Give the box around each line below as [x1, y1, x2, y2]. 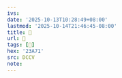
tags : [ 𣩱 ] [7, 41, 35, 48]
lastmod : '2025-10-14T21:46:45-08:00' [7, 22, 117, 29]
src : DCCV [7, 54, 35, 61]
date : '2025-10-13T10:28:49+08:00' [7, 16, 108, 23]
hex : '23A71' [7, 48, 44, 55]
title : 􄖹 [7, 28, 32, 36]
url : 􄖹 [7, 35, 26, 42]
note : [7, 60, 22, 67]
